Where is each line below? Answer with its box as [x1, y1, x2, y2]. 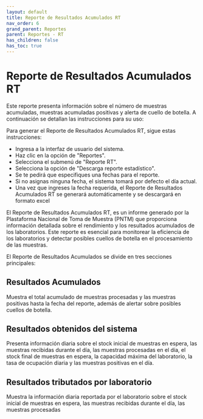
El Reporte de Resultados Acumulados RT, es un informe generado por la [6, 208, 190, 216]
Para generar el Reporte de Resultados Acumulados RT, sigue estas [6, 127, 176, 134]
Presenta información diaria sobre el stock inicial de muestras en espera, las [6, 340, 198, 347]
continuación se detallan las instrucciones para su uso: [6, 115, 144, 122]
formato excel [15, 197, 50, 204]
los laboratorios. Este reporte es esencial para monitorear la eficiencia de [6, 228, 190, 235]
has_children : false [6, 37, 59, 43]
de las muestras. [6, 241, 48, 248]
